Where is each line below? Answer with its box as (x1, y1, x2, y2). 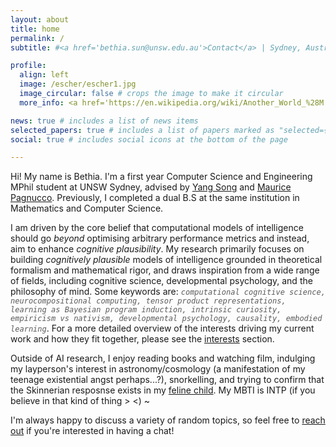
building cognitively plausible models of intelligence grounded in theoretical (10, 254, 323, 266)
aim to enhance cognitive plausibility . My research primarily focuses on (10, 243, 305, 255)
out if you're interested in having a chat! (10, 425, 175, 437)
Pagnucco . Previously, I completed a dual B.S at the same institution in (10, 192, 300, 204)
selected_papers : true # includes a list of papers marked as (10, 125, 275, 135)
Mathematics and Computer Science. (10, 202, 164, 215)
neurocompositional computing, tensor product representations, (10, 296, 287, 306)
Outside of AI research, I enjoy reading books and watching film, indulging (10, 352, 316, 365)
